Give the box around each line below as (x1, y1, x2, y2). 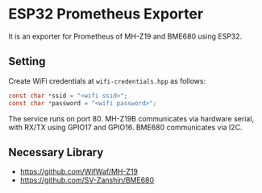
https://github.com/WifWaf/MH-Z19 (19, 166, 139, 177)
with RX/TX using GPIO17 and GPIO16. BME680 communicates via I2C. (8, 122, 243, 132)
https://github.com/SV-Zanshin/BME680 (19, 175, 155, 185)
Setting (8, 55, 46, 68)
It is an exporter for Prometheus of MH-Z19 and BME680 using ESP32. (8, 31, 243, 41)
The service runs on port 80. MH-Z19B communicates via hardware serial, (8, 113, 255, 123)
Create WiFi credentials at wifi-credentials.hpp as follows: (8, 76, 206, 85)
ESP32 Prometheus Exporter (8, 5, 204, 23)
